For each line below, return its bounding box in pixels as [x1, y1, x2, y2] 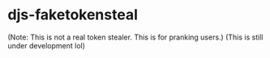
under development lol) [7, 40, 86, 50]
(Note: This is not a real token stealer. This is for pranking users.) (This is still [7, 32, 264, 42]
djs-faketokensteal [7, 6, 139, 24]
